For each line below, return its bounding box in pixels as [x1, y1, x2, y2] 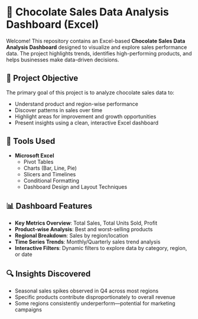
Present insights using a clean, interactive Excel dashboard [14, 119, 158, 126]
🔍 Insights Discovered [6, 268, 91, 279]
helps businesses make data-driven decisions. [6, 56, 119, 63]
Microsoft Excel [14, 152, 54, 159]
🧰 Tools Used [6, 136, 56, 146]
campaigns [14, 306, 43, 313]
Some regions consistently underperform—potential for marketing [14, 300, 176, 307]
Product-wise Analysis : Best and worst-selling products [14, 226, 153, 233]
